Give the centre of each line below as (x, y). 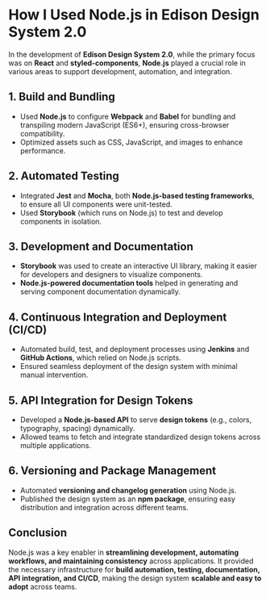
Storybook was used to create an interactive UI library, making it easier (139, 266)
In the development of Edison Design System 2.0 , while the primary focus (132, 54)
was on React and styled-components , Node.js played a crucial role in (127, 63)
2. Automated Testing (64, 176)
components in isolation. (61, 221)
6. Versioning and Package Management (112, 471)
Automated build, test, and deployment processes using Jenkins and (135, 350)
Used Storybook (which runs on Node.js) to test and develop (121, 212)
